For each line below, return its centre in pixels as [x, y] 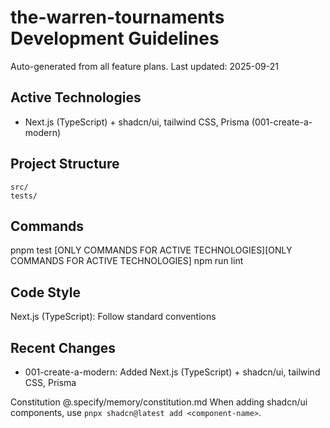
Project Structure [65, 164]
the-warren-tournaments [117, 17]
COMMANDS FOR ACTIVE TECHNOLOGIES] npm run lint [127, 261]
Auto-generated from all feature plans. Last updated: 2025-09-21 [144, 66]
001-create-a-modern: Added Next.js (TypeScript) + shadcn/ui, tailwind [172, 372]
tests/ [24, 196]
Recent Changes [63, 347]
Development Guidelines [115, 38]
